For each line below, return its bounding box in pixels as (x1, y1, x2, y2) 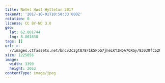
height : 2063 (9, 66, 36, 71)
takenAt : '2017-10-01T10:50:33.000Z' (5, 12, 82, 17)
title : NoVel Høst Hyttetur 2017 (5, 7, 74, 12)
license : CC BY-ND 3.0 (5, 21, 52, 26)
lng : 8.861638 (9, 35, 38, 40)
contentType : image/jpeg (5, 71, 56, 76)
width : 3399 (9, 62, 34, 66)
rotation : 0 (5, 16, 29, 21)
